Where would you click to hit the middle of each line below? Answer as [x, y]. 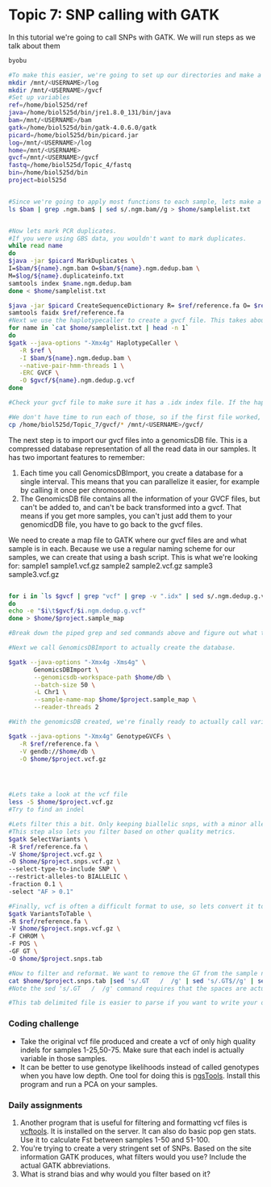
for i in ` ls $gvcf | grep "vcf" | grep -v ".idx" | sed [106, 596]
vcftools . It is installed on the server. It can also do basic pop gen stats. [138, 1131]
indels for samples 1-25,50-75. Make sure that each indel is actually [132, 1050]
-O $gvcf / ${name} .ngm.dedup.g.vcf [77, 381]
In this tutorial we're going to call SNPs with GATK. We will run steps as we [132, 37]
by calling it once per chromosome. [79, 490]
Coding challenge [44, 1024]
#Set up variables [39, 98]
